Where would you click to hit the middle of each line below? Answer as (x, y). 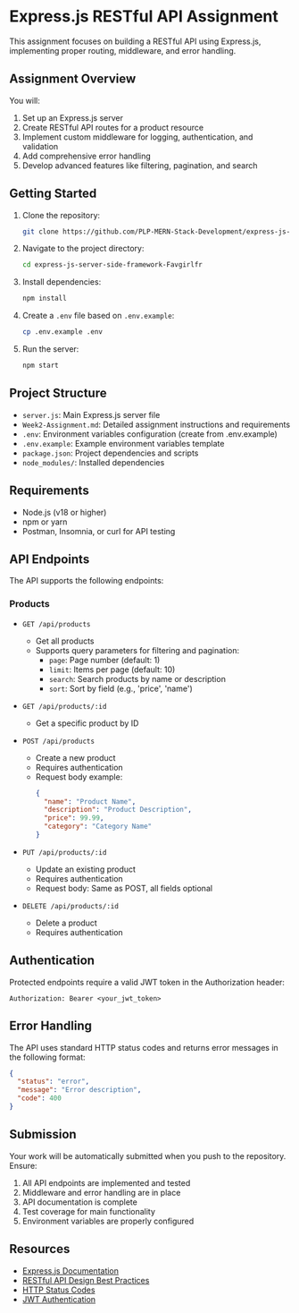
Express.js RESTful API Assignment (144, 17)
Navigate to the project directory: (83, 249)
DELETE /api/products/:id (70, 906)
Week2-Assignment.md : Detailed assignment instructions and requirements (156, 424)
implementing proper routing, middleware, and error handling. (123, 50)
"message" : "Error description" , (79, 1090)
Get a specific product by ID (87, 723)
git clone (41, 231)
